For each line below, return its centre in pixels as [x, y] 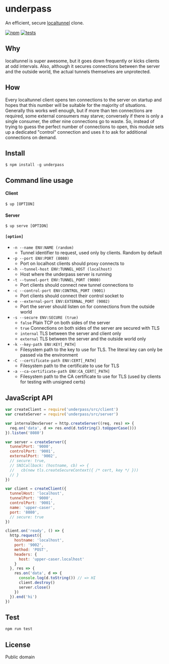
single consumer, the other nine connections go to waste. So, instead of [80, 121]
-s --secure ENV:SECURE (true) [45, 318]
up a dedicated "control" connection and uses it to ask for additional [76, 132]
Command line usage [39, 180]
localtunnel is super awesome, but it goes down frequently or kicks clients [82, 61]
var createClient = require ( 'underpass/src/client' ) [62, 410]
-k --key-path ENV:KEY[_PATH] [44, 345]
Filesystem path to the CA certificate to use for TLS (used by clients [91, 377]
